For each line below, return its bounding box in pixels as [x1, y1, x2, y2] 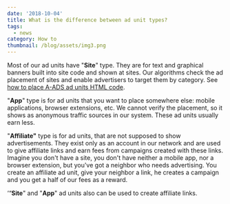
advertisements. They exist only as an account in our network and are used [7, 139, 221, 147]
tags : [7, 23, 23, 30]
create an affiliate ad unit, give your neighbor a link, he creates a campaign [7, 168, 219, 176]
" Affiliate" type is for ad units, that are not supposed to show [7, 132, 181, 140]
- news [13, 29, 32, 37]
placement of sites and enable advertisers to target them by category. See [7, 76, 218, 83]
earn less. [7, 119, 36, 126]
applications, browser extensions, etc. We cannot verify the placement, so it [7, 104, 222, 112]
